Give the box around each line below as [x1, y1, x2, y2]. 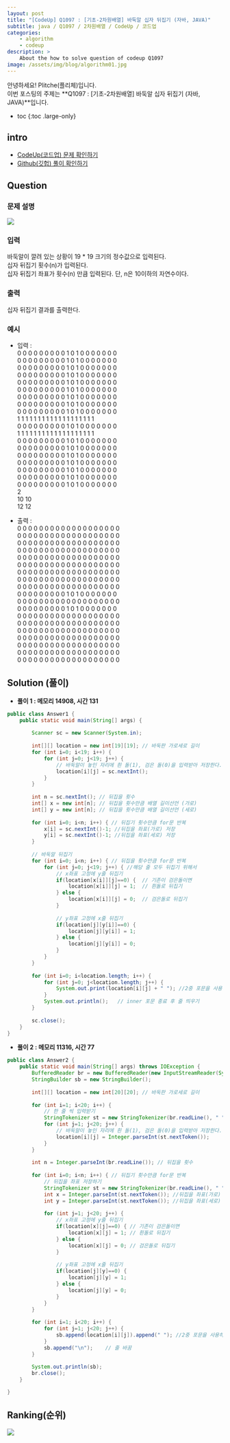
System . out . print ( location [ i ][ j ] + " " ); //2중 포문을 [55, 985, 210, 992]
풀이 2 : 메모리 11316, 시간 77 [16, 1043, 94, 1051]
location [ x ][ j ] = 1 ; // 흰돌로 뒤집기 [68, 1229, 170, 1237]
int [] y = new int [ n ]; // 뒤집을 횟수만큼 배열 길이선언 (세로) [31, 806, 197, 813]
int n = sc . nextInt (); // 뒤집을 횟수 [31, 794, 136, 801]
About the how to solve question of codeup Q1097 [19, 55, 164, 62]
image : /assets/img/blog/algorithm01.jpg [7, 61, 127, 68]
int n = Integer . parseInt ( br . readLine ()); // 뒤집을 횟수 [31, 1159, 194, 1166]
